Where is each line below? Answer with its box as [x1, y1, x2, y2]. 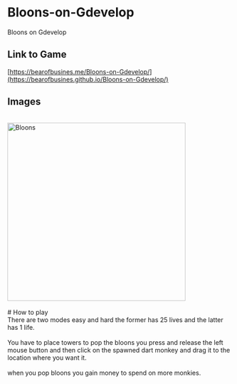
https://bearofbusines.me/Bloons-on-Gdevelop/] [9, 67, 152, 76]
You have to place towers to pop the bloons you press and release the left [7, 338, 223, 346]
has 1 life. [7, 323, 35, 331]
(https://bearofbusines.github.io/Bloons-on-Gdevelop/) [7, 75, 169, 83]
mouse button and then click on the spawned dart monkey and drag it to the [7, 346, 231, 354]
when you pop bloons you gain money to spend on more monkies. [7, 368, 201, 377]
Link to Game [7, 48, 67, 61]
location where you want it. [7, 353, 87, 362]
